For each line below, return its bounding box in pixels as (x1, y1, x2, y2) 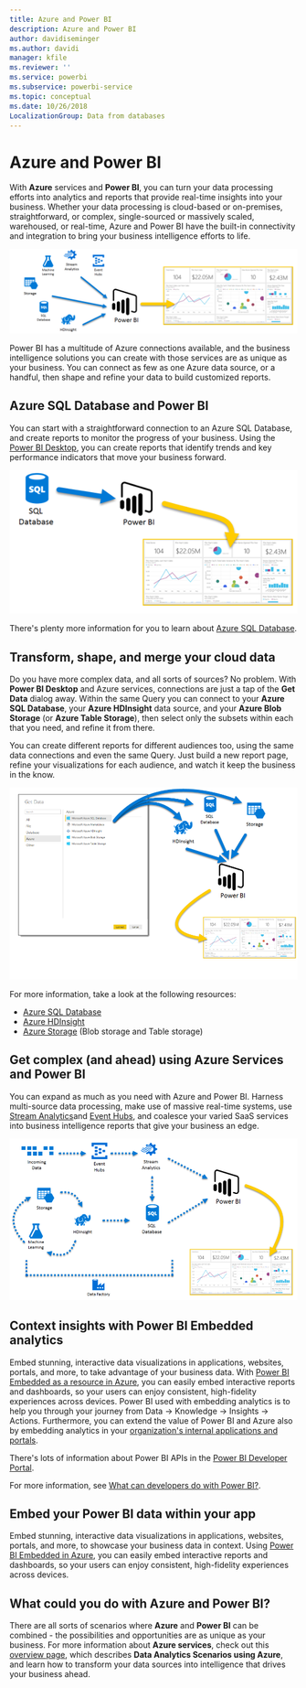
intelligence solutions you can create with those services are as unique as (9, 352, 288, 363)
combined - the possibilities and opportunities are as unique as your (9, 1629, 267, 1641)
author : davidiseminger (9, 34, 100, 43)
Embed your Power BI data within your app (9, 1506, 256, 1522)
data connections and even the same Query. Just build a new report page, (9, 750, 290, 761)
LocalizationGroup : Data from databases (9, 111, 166, 121)
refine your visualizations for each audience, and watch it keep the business (9, 759, 296, 770)
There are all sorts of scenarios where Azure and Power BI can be (9, 1620, 259, 1631)
